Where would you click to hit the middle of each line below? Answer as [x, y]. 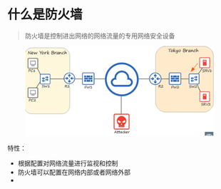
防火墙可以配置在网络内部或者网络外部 [74, 173]
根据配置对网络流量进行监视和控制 [68, 163]
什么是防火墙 [45, 15]
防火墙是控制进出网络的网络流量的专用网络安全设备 [100, 36]
